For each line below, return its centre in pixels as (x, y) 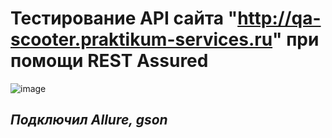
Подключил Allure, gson (89, 120)
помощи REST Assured (109, 61)
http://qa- (279, 18)
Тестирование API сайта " (124, 18)
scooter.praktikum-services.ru (141, 39)
